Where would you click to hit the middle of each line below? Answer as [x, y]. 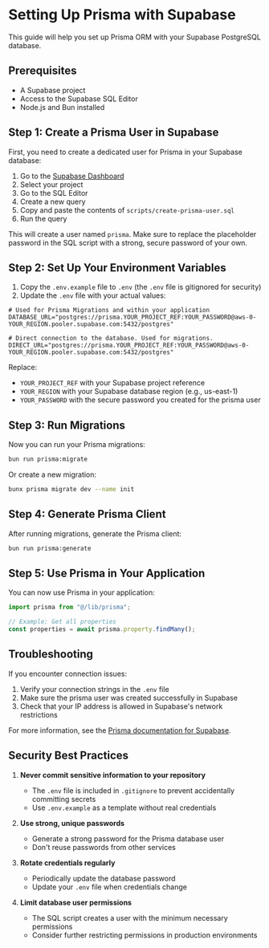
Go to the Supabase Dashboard [72, 176]
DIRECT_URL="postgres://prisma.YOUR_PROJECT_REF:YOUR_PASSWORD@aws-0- [129, 346]
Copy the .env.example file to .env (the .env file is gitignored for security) [141, 287]
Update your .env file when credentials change [109, 887]
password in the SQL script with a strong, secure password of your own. [128, 242]
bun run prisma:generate [50, 548]
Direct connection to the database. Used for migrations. [115, 339]
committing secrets [64, 799]
